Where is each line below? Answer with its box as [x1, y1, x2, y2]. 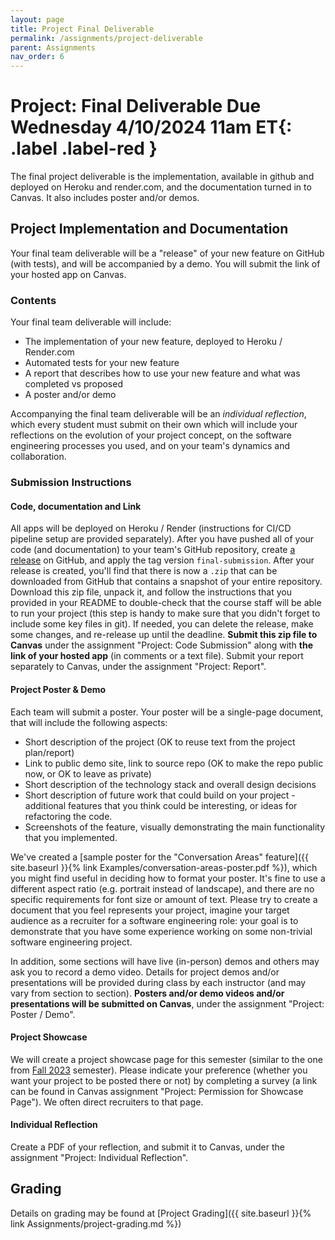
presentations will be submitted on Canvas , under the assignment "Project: [10, 997, 325, 1010]
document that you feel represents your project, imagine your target [10, 904, 290, 916]
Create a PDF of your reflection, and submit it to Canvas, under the [10, 1141, 285, 1153]
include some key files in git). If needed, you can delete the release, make [10, 618, 314, 630]
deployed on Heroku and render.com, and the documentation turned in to [10, 181, 312, 193]
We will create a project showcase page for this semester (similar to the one [10, 1053, 323, 1065]
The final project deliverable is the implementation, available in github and [10, 171, 315, 183]
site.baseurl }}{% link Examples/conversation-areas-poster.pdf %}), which [10, 861, 318, 873]
